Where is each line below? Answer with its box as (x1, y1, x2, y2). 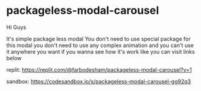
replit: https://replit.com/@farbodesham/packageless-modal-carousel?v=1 (6, 66, 192, 73)
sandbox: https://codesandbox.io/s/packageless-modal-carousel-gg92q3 (6, 78, 191, 85)
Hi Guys (6, 24, 26, 31)
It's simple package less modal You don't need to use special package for (6, 35, 191, 42)
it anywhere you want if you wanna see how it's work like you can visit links (6, 48, 196, 55)
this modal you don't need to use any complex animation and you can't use (6, 42, 194, 49)
